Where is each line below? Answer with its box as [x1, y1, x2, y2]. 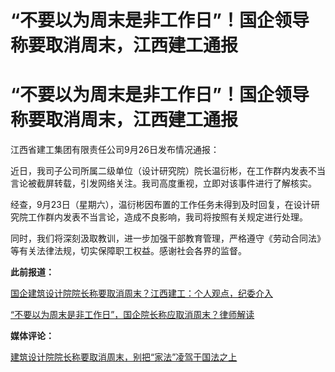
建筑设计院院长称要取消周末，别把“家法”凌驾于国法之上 [10, 351, 238, 363]
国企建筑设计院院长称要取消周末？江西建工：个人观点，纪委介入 [10, 287, 273, 300]
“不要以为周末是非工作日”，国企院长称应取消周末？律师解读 [10, 309, 255, 321]
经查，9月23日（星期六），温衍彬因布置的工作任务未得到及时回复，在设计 [10, 199, 312, 211]
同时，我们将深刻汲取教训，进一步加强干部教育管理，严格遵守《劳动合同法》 [10, 232, 326, 245]
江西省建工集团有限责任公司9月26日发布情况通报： [10, 144, 220, 156]
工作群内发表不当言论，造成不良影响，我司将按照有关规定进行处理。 [27, 211, 308, 223]
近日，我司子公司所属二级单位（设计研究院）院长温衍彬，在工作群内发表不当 [10, 165, 326, 177]
